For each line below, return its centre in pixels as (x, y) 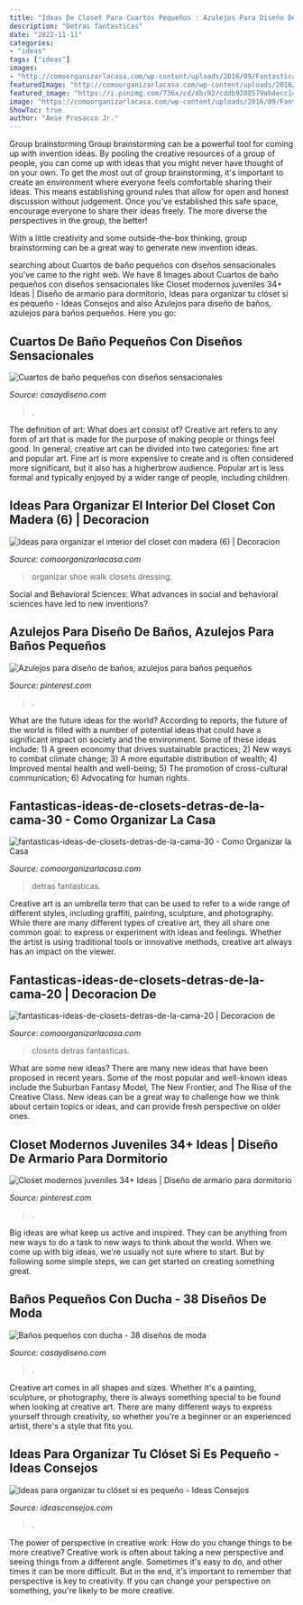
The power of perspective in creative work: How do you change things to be (151, 1542)
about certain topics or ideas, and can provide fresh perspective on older (145, 1106)
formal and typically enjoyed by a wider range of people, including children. (150, 477)
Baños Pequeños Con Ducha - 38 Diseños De (138, 1299)
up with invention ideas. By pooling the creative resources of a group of (142, 153)
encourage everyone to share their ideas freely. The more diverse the (138, 211)
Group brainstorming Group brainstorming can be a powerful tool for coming (151, 144)
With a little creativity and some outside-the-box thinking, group (129, 238)
